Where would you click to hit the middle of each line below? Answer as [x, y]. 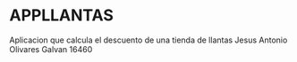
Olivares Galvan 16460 [51, 49]
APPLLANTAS [62, 15]
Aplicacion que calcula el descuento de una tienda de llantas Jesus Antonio [148, 40]
